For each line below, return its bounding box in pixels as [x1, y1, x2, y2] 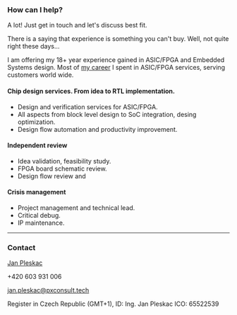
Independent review [7, 141, 68, 149]
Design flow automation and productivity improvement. [17, 125, 178, 133]
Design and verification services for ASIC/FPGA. [17, 102, 158, 111]
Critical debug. [17, 211, 61, 219]
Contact [7, 242, 36, 252]
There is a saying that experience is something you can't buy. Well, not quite [7, 35, 229, 43]
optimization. [17, 118, 56, 126]
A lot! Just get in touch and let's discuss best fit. [7, 21, 147, 30]
